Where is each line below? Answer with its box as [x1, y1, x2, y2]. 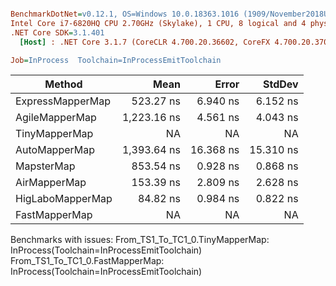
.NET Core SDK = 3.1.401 [10, 27, 105, 38]
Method [44, 77, 83, 91]
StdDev [263, 77, 299, 91]
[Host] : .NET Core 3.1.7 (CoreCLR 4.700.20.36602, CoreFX [19, 37, 271, 47]
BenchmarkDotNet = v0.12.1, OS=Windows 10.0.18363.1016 [10, 9, 240, 19]
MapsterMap [15, 159, 76, 173]
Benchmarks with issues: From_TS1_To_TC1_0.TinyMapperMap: [10, 234, 270, 246]
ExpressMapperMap [15, 94, 111, 108]
